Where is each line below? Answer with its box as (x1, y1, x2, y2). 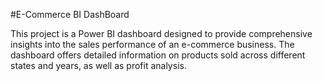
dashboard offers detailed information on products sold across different (10, 49, 306, 61)
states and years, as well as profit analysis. (10, 60, 187, 71)
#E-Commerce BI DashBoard (10, 9, 130, 20)
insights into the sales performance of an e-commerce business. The (10, 39, 295, 50)
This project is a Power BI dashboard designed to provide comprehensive (10, 28, 313, 39)
